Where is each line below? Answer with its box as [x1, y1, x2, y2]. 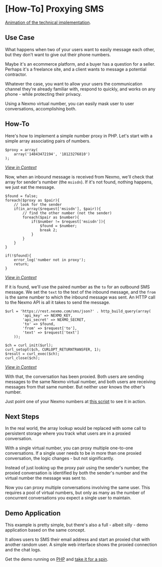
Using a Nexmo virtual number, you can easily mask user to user [5, 101, 134, 106]
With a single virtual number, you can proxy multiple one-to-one [5, 445, 133, 451]
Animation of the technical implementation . [5, 19, 91, 25]
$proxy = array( [5, 147, 38, 152]
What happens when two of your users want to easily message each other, [5, 46, 155, 52]
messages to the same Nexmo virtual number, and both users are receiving [5, 378, 156, 385]
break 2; [39, 228, 57, 232]
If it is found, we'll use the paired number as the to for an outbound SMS [5, 283, 150, 290]
